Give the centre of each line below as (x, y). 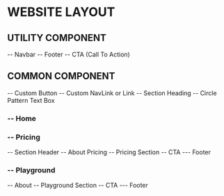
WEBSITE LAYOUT (61, 12)
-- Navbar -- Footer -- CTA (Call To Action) (69, 54)
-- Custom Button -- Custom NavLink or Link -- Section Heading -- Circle (112, 93)
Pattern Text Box (31, 100)
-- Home (22, 118)
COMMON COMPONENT (61, 76)
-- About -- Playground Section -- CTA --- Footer (78, 186)
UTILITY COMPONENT (57, 38)
